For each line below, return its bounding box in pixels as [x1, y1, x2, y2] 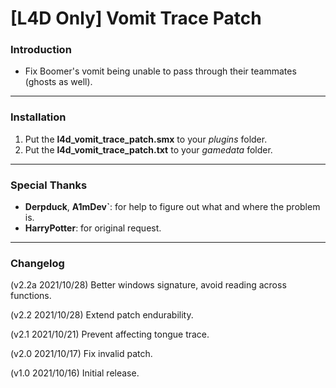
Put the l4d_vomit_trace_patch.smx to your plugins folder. [24, 133, 268, 145]
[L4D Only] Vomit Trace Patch [10, 7, 262, 30]
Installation [10, 110, 67, 124]
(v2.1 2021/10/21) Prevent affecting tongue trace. [10, 328, 210, 341]
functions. [10, 290, 52, 302]
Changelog [10, 257, 65, 270]
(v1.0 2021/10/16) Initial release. [10, 367, 140, 379]
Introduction [10, 43, 72, 57]
